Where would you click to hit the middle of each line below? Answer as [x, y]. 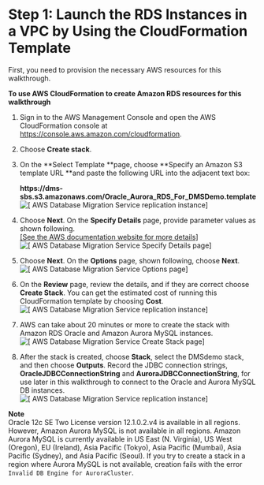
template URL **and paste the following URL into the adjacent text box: [135, 173]
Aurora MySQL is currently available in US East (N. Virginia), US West [120, 438]
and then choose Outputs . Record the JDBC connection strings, [124, 365]
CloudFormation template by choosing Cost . [91, 300]
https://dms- [41, 188]
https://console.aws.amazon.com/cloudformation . [101, 134]
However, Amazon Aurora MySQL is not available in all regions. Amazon [125, 431]
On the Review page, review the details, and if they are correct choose [134, 284]
